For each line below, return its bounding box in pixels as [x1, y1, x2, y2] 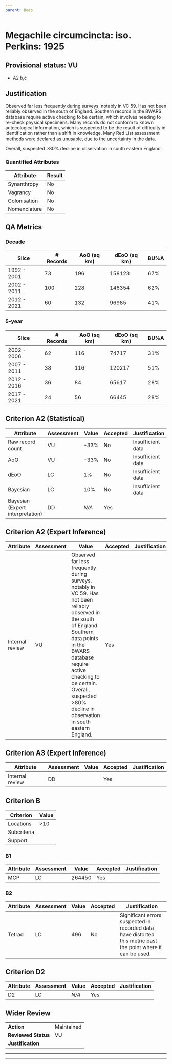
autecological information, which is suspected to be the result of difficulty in [5, 125, 166, 131]
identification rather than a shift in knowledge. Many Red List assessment [5, 130, 160, 137]
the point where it [119, 943, 162, 951]
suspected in [119, 918, 151, 925]
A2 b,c [12, 74, 27, 81]
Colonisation [8, 197, 38, 204]
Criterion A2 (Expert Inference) [5, 527, 106, 536]
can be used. [119, 950, 151, 957]
